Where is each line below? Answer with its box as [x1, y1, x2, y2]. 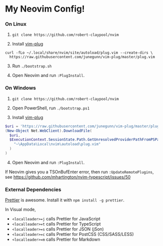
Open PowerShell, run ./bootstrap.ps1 [12, 105, 90, 111]
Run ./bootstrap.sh [12, 63, 52, 69]
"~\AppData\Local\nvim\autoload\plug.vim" [14, 142, 101, 147]
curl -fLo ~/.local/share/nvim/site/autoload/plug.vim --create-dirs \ [5, 50, 153, 55]
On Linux [5, 21, 27, 28]
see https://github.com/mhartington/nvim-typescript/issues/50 [5, 174, 131, 180]
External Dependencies [5, 186, 62, 193]
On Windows [5, 85, 36, 92]
